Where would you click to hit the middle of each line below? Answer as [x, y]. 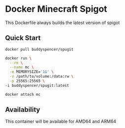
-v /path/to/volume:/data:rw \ [42, 77]
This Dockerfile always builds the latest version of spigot [62, 23]
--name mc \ [22, 67]
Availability [23, 110]
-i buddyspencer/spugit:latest [37, 85]
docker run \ [18, 58]
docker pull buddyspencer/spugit [39, 49]
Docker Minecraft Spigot [56, 9]
